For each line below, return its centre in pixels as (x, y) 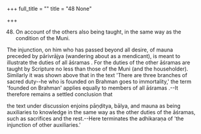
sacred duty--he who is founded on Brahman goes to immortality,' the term (99, 81)
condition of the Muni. (43, 38)
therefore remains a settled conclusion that (60, 94)
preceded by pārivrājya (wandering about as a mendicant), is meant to (94, 56)
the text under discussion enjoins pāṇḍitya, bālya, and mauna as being (94, 106)
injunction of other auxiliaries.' (44, 125)
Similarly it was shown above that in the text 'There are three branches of (97, 75)
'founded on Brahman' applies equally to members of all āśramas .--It (92, 88)
